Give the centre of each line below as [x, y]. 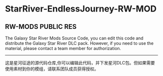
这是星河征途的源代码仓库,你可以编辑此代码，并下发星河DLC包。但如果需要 [80, 63]
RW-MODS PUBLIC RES [41, 27]
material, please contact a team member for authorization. [63, 48]
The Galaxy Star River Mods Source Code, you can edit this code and [74, 38]
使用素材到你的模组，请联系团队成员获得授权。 [52, 69]
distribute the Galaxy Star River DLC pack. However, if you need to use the [79, 43]
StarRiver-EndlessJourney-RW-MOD [81, 9]
